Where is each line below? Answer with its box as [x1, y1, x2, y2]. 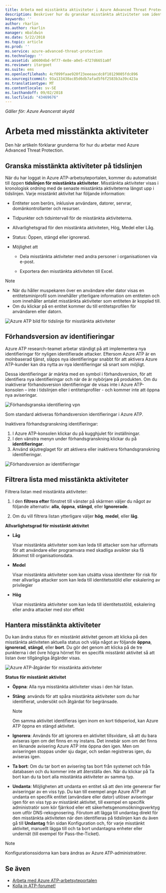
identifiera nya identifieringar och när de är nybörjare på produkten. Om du [5, 376, 157, 382]
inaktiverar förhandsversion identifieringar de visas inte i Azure [5, 381, 133, 387]
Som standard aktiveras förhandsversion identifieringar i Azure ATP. [5, 411, 143, 417]
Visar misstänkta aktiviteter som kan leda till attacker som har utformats [12, 542, 158, 548]
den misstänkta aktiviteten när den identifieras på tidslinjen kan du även [12, 815, 159, 821]
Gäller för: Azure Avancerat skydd [5, 108, 75, 114]
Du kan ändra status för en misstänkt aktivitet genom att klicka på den [5, 634, 148, 640]
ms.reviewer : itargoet [5, 62, 52, 67]
